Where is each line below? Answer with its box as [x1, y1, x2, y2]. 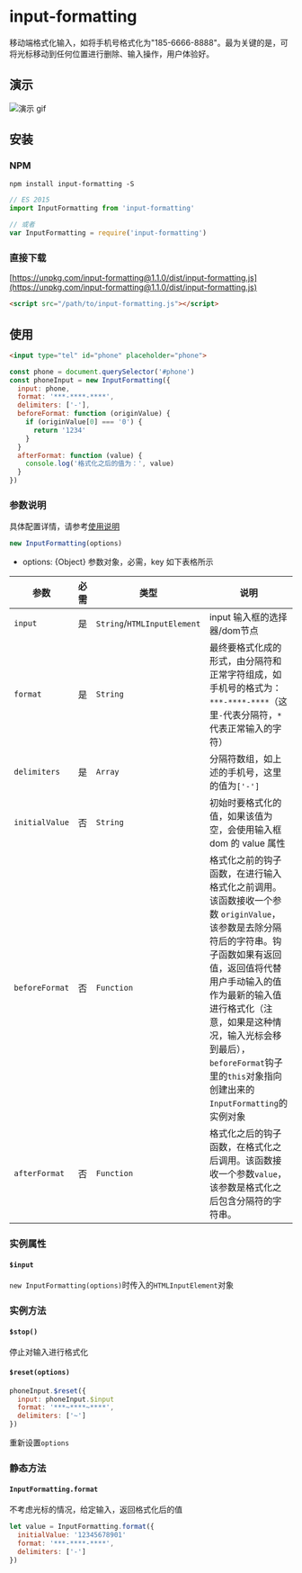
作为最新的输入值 [209, 989, 282, 1002]
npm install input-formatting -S [9, 180, 135, 189]
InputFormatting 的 [209, 1097, 288, 1110]
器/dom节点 [209, 625, 259, 637]
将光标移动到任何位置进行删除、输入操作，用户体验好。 [9, 48, 214, 59]
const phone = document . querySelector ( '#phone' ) [9, 367, 195, 376]
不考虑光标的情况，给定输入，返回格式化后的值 [9, 1505, 182, 1515]
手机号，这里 [227, 767, 282, 779]
